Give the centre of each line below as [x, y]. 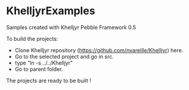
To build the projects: [32, 38]
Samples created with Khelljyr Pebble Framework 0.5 [71, 27]
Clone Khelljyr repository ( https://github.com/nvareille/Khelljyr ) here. [99, 50]
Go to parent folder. [39, 69]
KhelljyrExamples [51, 11]
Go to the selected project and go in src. [64, 56]
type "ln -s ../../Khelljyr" [44, 63]
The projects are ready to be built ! [49, 81]
